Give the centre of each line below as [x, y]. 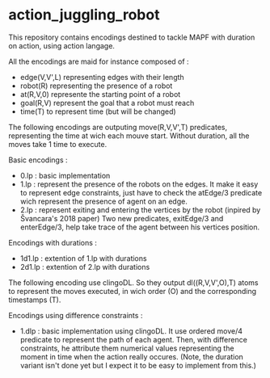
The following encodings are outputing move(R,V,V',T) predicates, [118, 127]
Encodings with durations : [53, 242]
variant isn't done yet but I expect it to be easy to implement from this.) [138, 365]
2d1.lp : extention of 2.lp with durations [85, 267]
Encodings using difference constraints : [76, 315]
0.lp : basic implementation [65, 175]
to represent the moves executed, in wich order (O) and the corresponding [133, 291]
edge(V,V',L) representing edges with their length [102, 77]
